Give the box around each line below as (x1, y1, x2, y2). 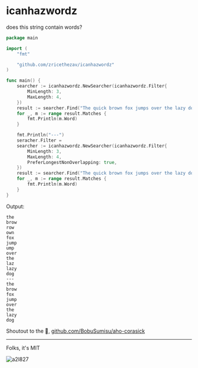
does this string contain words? (6, 24, 82, 31)
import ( (6, 45, 28, 51)
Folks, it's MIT (6, 344, 40, 351)
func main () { (6, 78, 41, 83)
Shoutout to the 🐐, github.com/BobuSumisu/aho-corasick (6, 327, 146, 334)
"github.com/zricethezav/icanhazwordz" (16, 62, 115, 68)
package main (6, 35, 38, 41)
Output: (6, 203, 25, 210)
